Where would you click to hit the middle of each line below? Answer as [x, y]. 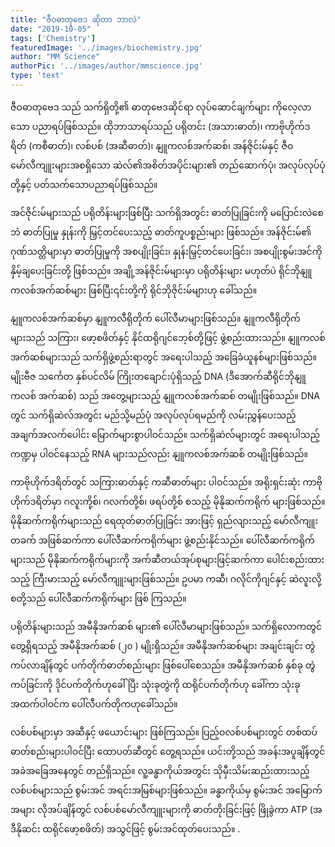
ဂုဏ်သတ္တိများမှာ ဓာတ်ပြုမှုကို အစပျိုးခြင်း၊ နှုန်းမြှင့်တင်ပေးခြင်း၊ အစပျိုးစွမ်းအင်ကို [166, 251]
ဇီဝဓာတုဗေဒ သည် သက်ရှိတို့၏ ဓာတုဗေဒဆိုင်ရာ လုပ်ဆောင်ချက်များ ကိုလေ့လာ [161, 107]
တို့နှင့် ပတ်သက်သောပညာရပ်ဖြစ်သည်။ [84, 184]
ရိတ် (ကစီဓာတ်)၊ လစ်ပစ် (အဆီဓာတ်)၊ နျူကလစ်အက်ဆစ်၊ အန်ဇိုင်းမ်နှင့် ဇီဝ [152, 145]
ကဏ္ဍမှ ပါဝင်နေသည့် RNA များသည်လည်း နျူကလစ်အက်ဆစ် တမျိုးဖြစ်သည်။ [159, 453]
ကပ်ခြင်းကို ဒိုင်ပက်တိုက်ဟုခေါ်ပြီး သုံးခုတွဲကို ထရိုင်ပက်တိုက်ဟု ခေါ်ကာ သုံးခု [155, 684]
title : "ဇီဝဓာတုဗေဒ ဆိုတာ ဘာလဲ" [76, 19]
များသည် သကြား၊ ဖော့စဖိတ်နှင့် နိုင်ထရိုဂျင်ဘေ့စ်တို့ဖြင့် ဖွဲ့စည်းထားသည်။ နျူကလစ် [168, 337]
